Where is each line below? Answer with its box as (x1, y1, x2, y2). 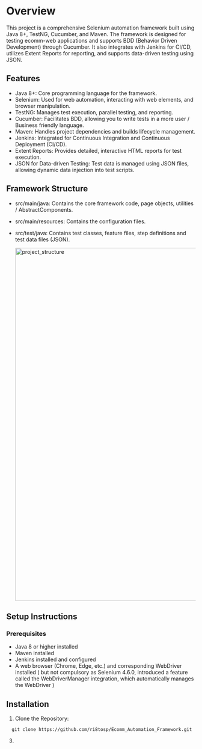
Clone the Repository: (14, 715, 69, 723)
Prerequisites (6, 629, 46, 638)
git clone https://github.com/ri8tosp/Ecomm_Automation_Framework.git (11, 727, 192, 733)
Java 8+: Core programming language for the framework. (14, 89, 158, 97)
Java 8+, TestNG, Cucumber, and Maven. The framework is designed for (6, 30, 186, 37)
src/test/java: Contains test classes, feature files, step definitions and (14, 229, 186, 236)
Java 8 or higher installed (14, 643, 78, 650)
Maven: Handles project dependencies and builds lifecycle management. (14, 128, 195, 135)
